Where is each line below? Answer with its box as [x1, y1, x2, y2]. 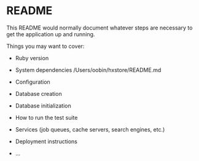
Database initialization [15, 102, 72, 109]
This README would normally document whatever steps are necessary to [6, 24, 193, 31]
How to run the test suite [15, 114, 78, 121]
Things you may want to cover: [6, 42, 85, 50]
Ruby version [15, 54, 49, 61]
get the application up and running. [6, 30, 95, 37]
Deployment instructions [15, 138, 78, 145]
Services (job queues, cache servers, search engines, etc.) [15, 125, 165, 133]
